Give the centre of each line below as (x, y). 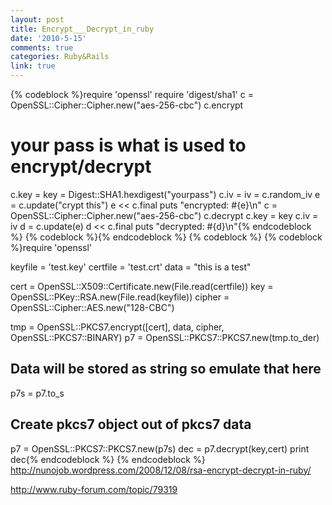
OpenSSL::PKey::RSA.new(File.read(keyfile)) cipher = (120, 297)
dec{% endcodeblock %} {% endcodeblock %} (108, 459)
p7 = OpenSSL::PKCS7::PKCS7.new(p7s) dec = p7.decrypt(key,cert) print (160, 448)
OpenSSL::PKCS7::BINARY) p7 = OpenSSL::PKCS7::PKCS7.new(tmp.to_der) (165, 337)
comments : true (42, 47)
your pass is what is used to (128, 145)
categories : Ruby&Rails (60, 57)
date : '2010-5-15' (48, 38)
